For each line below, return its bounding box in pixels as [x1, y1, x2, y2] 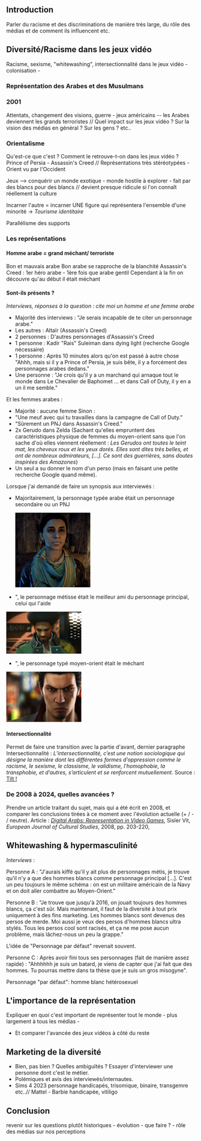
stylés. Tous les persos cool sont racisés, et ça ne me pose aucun [6, 924, 169, 932]
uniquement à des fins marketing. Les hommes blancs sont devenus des [6, 911, 185, 918]
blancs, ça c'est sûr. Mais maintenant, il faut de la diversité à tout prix [6, 905, 177, 912]
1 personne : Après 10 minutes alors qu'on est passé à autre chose [14, 352, 179, 359]
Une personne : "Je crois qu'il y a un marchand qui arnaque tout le [14, 371, 179, 379]
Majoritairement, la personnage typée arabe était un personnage [14, 494, 175, 502]
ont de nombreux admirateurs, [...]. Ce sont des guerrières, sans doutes [14, 452, 193, 460]
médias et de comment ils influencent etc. [6, 27, 110, 34]
